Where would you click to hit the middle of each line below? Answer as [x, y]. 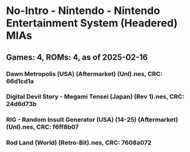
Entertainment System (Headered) [92, 23]
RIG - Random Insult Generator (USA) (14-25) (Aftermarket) [92, 120]
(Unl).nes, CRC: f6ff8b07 [43, 127]
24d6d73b [21, 104]
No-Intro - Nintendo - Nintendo [83, 11]
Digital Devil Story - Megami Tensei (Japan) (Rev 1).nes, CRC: [95, 96]
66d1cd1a [20, 81]
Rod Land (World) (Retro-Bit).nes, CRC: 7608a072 [79, 143]
